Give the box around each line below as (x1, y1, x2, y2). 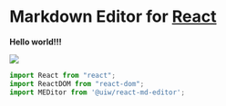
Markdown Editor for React (9, 6, 217, 27)
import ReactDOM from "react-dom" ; (9, 79, 145, 88)
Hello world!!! (9, 36, 62, 47)
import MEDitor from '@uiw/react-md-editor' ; (9, 88, 185, 97)
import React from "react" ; (9, 71, 117, 80)
